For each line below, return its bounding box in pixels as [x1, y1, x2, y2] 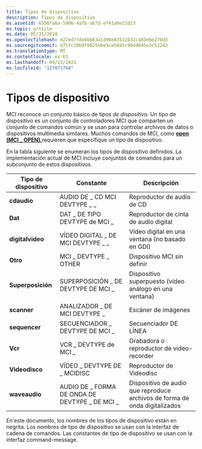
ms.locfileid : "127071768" [6, 64, 74, 71]
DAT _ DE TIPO [60, 210, 101, 219]
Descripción [143, 179, 179, 187]
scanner [9, 306, 34, 314]
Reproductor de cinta [129, 210, 189, 219]
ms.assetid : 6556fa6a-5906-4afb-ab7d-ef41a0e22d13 [6, 20, 136, 26]
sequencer [9, 323, 41, 331]
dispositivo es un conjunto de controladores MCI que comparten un [6, 117, 174, 124]
